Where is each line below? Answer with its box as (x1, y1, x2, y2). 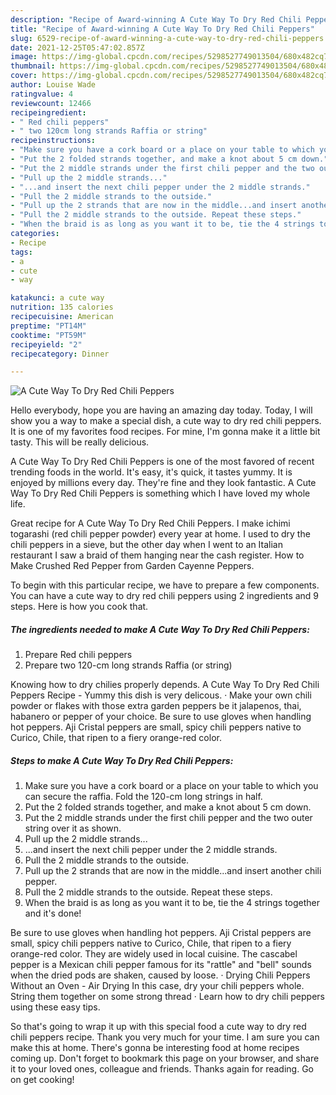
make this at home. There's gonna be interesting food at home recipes (10, 1042, 300, 1054)
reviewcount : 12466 (10, 98, 92, 108)
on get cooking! (10, 1074, 75, 1086)
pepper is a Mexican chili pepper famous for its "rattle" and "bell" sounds (10, 959, 312, 971)
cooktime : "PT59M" (10, 330, 87, 340)
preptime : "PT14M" (10, 321, 87, 331)
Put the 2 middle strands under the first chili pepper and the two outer (24, 812, 313, 824)
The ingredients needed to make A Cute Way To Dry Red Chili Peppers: (10, 623, 310, 635)
